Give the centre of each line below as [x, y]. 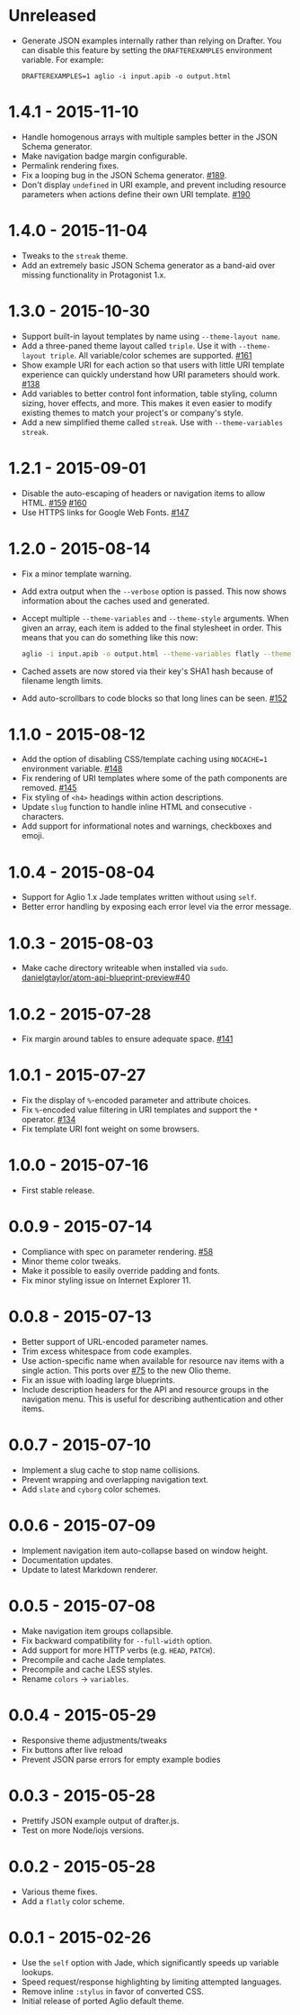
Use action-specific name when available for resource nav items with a [153, 1361]
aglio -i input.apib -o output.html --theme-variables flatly [140, 654]
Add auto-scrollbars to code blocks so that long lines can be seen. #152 [154, 698]
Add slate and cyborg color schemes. [91, 1489]
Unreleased [53, 16]
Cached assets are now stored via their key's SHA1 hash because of [147, 671]
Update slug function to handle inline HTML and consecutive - [137, 807]
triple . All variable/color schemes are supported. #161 [151, 355]
